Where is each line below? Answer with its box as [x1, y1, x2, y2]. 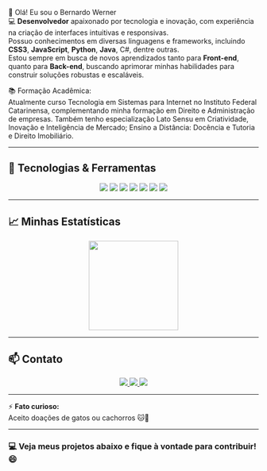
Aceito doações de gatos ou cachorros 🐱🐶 [8, 413, 149, 423]
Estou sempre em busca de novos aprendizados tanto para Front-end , [8, 53, 240, 63]
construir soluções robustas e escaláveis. [8, 70, 145, 79]
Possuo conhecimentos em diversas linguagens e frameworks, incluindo [8, 37, 246, 45]
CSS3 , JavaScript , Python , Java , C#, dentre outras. [8, 44, 180, 54]
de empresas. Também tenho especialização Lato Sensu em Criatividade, [8, 114, 249, 123]
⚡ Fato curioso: [8, 402, 60, 411]
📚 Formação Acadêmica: [8, 86, 91, 95]
